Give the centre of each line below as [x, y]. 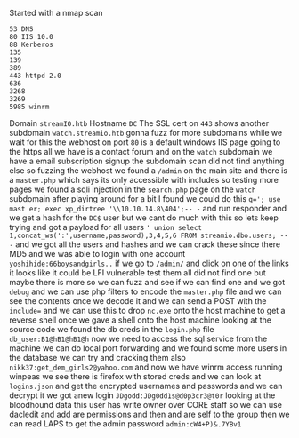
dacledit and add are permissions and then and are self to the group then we [149, 414]
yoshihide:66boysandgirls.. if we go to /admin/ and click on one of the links [149, 263]
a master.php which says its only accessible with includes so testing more [144, 180]
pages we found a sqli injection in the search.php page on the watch [133, 189]
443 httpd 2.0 [36, 76]
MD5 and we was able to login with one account [97, 254]
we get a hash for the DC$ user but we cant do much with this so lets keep [144, 218]
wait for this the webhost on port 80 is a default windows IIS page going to [145, 142]
